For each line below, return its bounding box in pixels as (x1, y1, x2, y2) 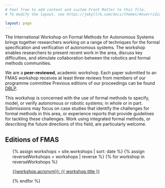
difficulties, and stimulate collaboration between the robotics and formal (5, 55, 151, 61)
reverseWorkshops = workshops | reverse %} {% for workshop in (12, 154, 145, 160)
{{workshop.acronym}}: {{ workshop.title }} (12, 168, 100, 175)
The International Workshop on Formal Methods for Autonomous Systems (5, 34, 154, 40)
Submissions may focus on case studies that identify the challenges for (5, 105, 150, 111)
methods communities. (5, 60, 52, 66)
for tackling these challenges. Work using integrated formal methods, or (5, 116, 151, 122)
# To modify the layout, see (5, 12, 65, 17)
